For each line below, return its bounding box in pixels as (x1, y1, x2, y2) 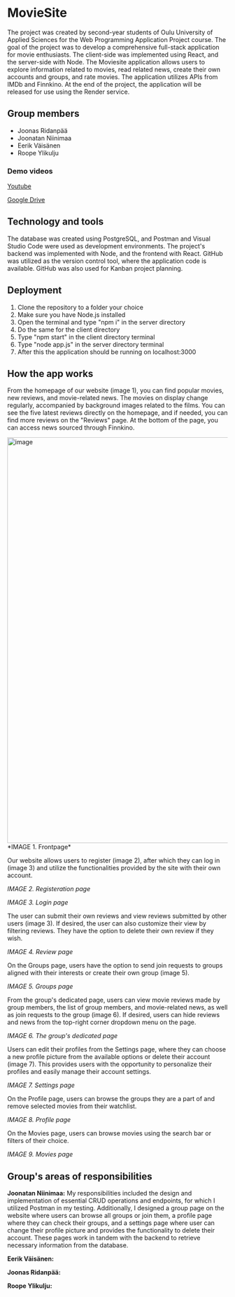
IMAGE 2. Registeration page (7, 885, 91, 893)
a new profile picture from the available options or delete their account (7, 1053, 211, 1061)
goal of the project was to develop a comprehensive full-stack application (7, 43, 220, 51)
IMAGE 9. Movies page (7, 1150, 73, 1158)
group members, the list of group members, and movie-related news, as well (7, 1003, 228, 1012)
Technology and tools (7, 215, 104, 228)
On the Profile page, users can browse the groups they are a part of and (7, 1095, 215, 1103)
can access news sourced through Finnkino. (7, 423, 135, 432)
